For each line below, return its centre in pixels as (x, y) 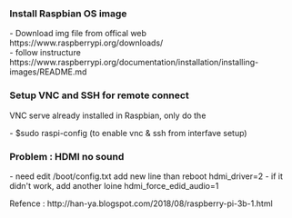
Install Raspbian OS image (68, 14)
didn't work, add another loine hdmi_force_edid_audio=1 (114, 185)
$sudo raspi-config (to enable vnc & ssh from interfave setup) (131, 133)
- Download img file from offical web (78, 34)
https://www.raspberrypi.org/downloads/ (86, 43)
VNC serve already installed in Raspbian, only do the (108, 115)
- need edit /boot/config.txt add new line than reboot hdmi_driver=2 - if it (146, 176)
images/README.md (48, 72)
